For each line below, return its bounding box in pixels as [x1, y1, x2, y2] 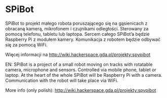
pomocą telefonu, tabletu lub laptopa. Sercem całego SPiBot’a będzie [5, 31, 150, 37]
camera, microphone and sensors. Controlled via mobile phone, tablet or [5, 67, 157, 73]
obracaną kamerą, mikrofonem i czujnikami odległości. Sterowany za [5, 25, 149, 31]
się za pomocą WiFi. [5, 41, 48, 47]
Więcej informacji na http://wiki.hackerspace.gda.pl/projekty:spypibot [5, 52, 151, 58]
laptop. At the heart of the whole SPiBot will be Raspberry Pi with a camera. [5, 72, 162, 78]
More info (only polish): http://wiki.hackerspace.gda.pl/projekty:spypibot [5, 87, 156, 93]
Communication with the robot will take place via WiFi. [5, 77, 118, 83]
